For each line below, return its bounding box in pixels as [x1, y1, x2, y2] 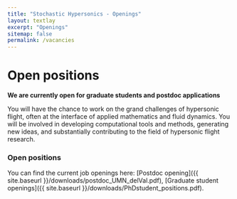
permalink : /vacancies [7, 37, 75, 44]
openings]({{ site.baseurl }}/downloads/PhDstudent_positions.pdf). [7, 184, 204, 193]
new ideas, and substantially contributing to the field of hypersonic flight [7, 127, 220, 136]
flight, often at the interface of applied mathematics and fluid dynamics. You [7, 112, 230, 121]
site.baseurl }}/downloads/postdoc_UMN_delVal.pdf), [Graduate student [7, 176, 218, 185]
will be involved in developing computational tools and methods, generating [7, 120, 229, 129]
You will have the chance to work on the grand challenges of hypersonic [7, 104, 219, 114]
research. [7, 135, 36, 144]
